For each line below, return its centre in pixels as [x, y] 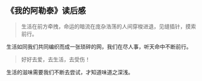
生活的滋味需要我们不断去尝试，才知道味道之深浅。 [70, 72]
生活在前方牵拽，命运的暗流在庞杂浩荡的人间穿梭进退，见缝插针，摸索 [109, 26]
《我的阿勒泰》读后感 [46, 11]
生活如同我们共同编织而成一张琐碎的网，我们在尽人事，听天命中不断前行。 [99, 46]
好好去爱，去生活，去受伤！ [56, 59]
